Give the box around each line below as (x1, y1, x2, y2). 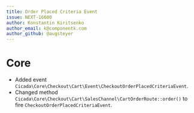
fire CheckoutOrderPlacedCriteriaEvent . (14, 102, 113, 109)
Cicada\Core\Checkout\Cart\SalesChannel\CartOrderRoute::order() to (14, 95, 188, 102)
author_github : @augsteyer (6, 31, 74, 37)
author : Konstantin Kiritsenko (6, 20, 84, 26)
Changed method (14, 89, 58, 96)
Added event (14, 76, 47, 83)
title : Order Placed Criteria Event (6, 8, 98, 15)
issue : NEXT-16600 (6, 14, 52, 20)
